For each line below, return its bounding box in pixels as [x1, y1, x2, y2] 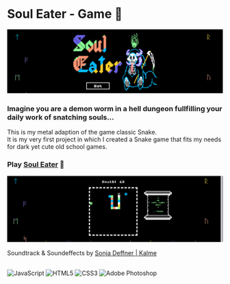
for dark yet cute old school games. [7, 143, 107, 151]
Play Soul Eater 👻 [7, 160, 65, 169]
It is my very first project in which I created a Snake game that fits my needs [7, 135, 222, 143]
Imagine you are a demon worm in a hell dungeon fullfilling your [7, 104, 222, 113]
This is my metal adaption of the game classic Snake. [7, 128, 157, 137]
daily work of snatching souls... [7, 113, 114, 122]
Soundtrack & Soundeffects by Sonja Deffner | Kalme [7, 249, 157, 257]
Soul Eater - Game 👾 [7, 6, 123, 22]
